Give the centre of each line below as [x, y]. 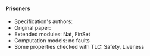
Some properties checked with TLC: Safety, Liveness [79, 47]
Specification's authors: [43, 21]
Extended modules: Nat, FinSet [52, 34]
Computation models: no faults [52, 41]
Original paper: [32, 28]
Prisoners [18, 8]
